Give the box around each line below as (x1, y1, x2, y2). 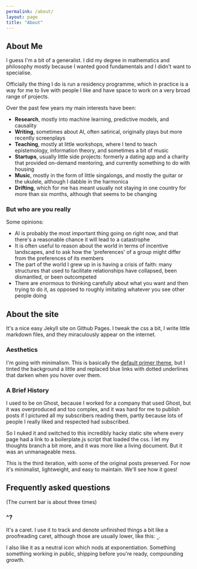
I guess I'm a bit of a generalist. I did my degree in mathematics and (6, 57, 170, 64)
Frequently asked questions (6, 483, 110, 493)
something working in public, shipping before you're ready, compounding (6, 550, 184, 557)
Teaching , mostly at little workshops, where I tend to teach (14, 141, 157, 148)
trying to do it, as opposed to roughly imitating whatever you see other (14, 286, 185, 293)
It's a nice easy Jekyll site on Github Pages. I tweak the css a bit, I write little (6, 325, 191, 332)
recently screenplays (14, 134, 66, 141)
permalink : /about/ (6, 8, 54, 15)
